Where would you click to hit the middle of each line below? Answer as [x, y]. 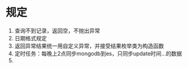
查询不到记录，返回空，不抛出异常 [57, 31]
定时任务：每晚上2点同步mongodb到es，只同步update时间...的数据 [98, 53]
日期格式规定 [30, 38]
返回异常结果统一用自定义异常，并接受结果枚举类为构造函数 [89, 46]
